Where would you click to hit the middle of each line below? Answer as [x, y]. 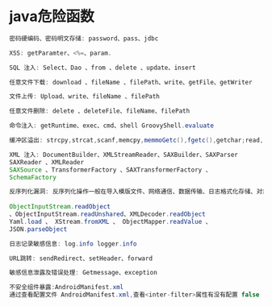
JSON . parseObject [38, 229]
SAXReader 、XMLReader [46, 162]
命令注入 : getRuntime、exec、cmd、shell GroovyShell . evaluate [112, 126]
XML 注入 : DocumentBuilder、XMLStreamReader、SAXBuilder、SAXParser [124, 155]
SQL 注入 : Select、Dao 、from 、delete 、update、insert [103, 68]
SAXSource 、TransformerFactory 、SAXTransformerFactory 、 [111, 170]
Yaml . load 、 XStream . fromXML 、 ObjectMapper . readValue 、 [111, 221]
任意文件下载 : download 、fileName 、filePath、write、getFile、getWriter [131, 82]
